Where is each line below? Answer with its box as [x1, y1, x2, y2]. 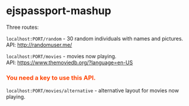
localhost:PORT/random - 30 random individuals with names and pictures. [6, 35, 184, 42]
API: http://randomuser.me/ [6, 41, 72, 48]
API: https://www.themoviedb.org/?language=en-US [6, 59, 133, 66]
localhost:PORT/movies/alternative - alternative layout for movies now [6, 87, 180, 94]
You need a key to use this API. [6, 74, 96, 82]
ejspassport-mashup [6, 4, 112, 18]
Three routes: [6, 24, 39, 31]
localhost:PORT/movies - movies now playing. [6, 52, 117, 59]
